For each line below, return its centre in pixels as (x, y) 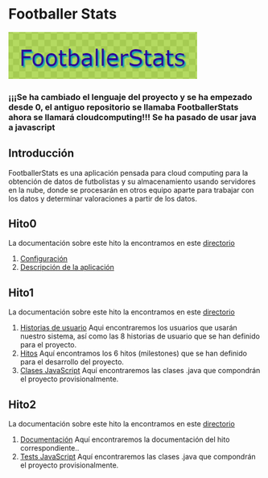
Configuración (44, 259)
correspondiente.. (49, 448)
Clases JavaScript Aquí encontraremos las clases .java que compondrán (140, 371)
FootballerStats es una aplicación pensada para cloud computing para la (128, 172)
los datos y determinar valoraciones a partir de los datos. (103, 198)
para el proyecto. (48, 345)
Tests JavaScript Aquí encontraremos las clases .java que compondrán (138, 457)
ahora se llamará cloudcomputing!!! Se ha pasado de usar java (132, 117)
